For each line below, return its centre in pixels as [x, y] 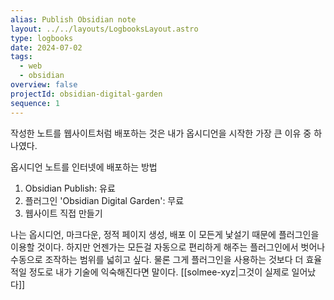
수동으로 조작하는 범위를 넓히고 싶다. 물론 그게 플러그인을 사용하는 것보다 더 [157, 259]
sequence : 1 [35, 103]
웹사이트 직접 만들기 [63, 213]
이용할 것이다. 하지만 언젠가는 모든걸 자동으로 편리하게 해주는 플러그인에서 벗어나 [168, 247]
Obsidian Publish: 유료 [70, 188]
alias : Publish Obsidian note [73, 19]
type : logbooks [42, 38]
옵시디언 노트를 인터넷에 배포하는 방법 [84, 167]
